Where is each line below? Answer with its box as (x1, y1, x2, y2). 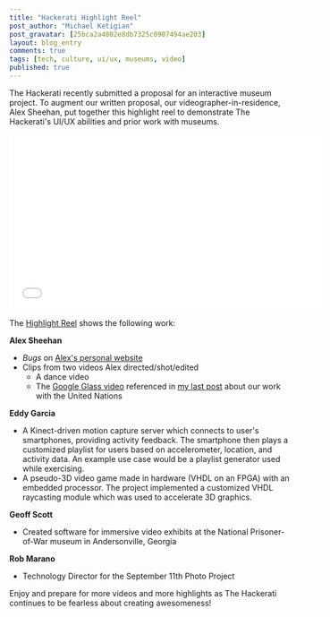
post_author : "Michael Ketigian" (9, 21, 134, 30)
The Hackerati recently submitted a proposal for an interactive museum (9, 87, 272, 99)
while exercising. (21, 463, 85, 474)
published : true (9, 64, 70, 73)
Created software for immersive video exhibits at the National (21, 526, 249, 537)
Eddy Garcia (9, 407, 56, 418)
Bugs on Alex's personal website (21, 352, 143, 363)
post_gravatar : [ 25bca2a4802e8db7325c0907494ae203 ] (9, 30, 206, 39)
